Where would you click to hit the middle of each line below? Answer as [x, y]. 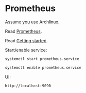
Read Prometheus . [24, 31]
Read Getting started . [26, 40]
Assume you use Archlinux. [32, 22]
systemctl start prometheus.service [42, 59]
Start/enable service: [26, 50]
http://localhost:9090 [28, 86]
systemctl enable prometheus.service [43, 68]
